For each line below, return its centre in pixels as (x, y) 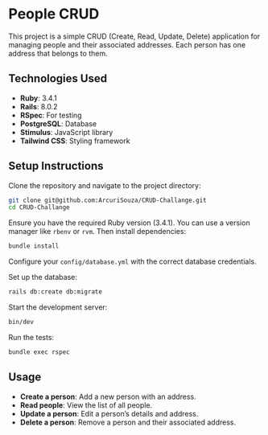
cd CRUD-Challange (39, 207)
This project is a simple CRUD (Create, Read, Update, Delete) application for (134, 36)
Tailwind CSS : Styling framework (75, 141)
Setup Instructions (56, 166)
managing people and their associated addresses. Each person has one (127, 44)
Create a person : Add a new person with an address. (108, 396)
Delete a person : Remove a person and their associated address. (128, 422)
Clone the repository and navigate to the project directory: (105, 185)
